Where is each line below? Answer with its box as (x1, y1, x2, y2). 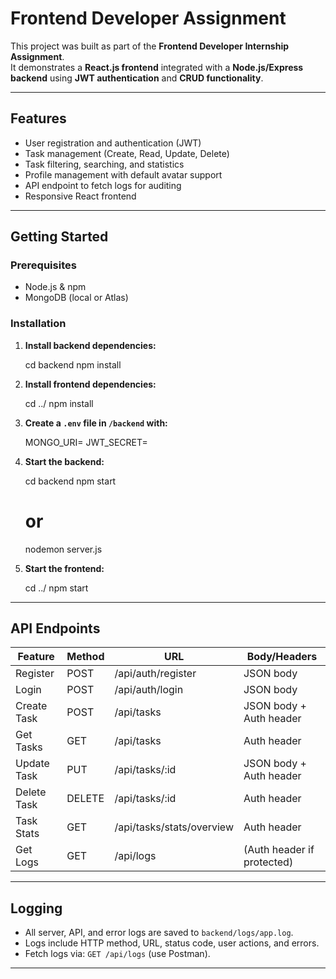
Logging (10, 900, 63, 917)
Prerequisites (10, 258, 77, 272)
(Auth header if (243, 843, 315, 857)
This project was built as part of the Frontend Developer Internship (10, 40, 290, 52)
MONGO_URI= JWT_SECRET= (24, 436, 148, 448)
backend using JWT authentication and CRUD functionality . (10, 72, 264, 84)
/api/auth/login (114, 683, 184, 697)
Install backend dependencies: (24, 339, 157, 351)
